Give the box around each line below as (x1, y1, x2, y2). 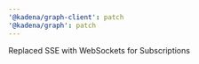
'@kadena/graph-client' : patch (8, 12, 124, 22)
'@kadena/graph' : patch (8, 21, 97, 30)
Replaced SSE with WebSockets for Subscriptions (8, 45, 190, 55)
